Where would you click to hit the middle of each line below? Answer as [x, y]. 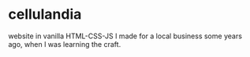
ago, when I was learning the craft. [65, 44]
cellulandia [45, 14]
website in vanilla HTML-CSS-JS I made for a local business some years [125, 36]
